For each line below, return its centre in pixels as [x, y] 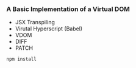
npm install [21, 59]
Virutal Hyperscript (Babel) [49, 29]
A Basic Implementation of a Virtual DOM [68, 9]
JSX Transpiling [35, 22]
